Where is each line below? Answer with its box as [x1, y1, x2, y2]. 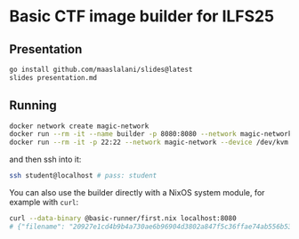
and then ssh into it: [9, 154, 82, 165]
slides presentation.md [9, 73, 98, 82]
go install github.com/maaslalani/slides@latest [9, 65, 193, 74]
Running [9, 98, 58, 113]
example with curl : [9, 197, 79, 208]
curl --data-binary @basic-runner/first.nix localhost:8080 [9, 214, 238, 223]
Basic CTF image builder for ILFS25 [9, 6, 274, 27]
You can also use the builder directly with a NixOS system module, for [9, 187, 265, 198]
